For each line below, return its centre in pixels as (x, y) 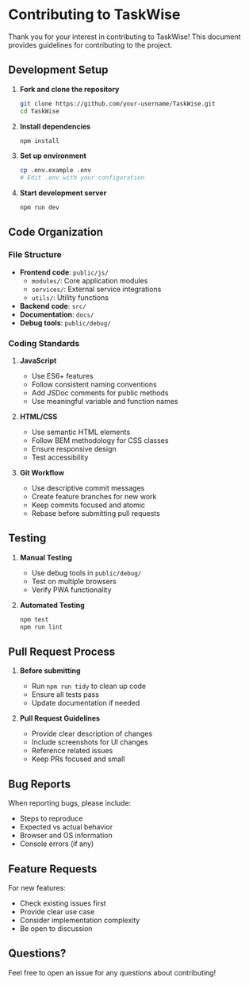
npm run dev (39, 208)
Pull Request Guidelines (60, 718)
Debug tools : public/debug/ (65, 322)
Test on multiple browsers (74, 581)
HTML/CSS (38, 416)
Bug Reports (40, 784)
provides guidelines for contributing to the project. (90, 44)
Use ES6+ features (62, 375)
